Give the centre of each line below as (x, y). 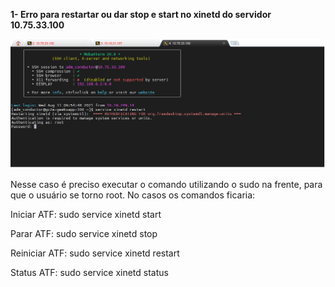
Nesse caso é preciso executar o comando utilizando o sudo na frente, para (166, 185)
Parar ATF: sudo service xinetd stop (84, 234)
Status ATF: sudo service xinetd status (89, 273)
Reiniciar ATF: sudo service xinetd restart (95, 253)
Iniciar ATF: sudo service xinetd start (86, 215)
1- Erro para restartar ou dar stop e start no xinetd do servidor (141, 14)
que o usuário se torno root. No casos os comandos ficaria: (133, 195)
